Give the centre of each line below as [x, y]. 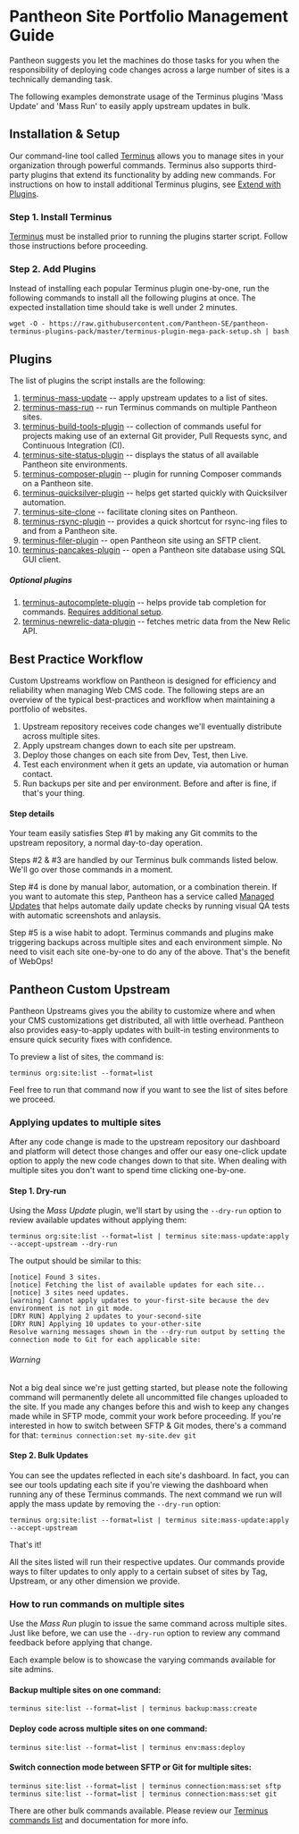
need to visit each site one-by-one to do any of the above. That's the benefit [149, 952]
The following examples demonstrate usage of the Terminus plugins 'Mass [146, 97]
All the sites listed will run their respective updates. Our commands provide [147, 1561]
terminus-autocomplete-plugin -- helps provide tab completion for [144, 603]
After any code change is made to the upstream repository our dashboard [145, 1142]
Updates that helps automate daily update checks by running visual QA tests [149, 906]
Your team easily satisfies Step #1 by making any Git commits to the [133, 833]
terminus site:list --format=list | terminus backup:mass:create [133, 1709]
